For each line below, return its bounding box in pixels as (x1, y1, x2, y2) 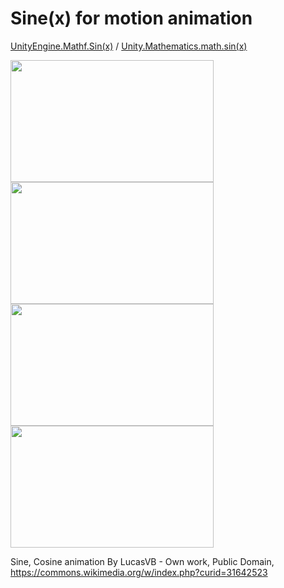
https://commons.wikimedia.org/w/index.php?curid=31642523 (10, 566, 268, 578)
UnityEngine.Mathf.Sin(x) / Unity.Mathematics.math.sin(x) (10, 40, 248, 52)
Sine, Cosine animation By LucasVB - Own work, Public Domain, (10, 555, 275, 567)
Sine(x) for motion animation (10, 7, 253, 30)
